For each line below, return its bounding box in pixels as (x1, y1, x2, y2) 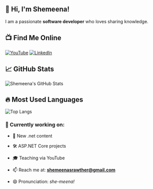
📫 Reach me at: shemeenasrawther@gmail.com (12, 167, 116, 173)
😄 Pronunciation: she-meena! (12, 178, 75, 184)
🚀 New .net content (12, 133, 53, 139)
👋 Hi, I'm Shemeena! (5, 5, 70, 14)
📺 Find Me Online (5, 34, 62, 42)
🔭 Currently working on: (5, 121, 65, 129)
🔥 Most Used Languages (5, 95, 84, 104)
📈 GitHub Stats (5, 65, 54, 74)
